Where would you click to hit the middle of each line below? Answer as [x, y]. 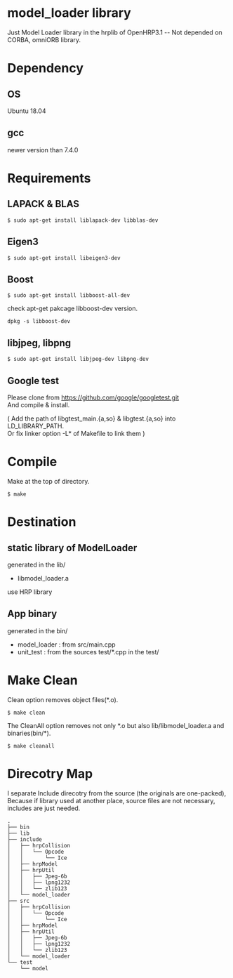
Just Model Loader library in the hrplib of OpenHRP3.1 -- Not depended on [115, 32]
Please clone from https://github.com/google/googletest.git [93, 397]
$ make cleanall [31, 746]
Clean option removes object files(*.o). [63, 699]
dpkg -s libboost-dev [39, 322]
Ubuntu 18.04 [27, 111]
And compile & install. [39, 405]
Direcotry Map [50, 773]
